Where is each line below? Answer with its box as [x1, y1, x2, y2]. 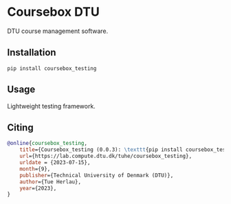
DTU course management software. [7, 27, 109, 35]
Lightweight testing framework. [7, 102, 96, 110]
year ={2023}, [19, 185, 57, 192]
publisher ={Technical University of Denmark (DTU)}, [19, 172, 174, 179]
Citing [7, 122, 34, 133]
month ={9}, [19, 166, 51, 172]
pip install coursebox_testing [7, 65, 97, 72]
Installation [7, 47, 56, 58]
